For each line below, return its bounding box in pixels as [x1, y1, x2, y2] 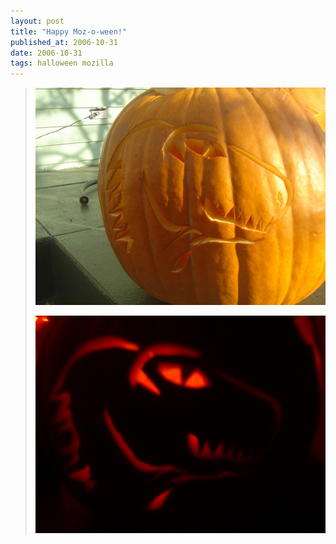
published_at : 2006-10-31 [10, 37, 118, 47]
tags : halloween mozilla [10, 58, 114, 69]
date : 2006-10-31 [10, 48, 83, 58]
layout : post [10, 16, 65, 26]
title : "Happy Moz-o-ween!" [10, 26, 128, 37]
